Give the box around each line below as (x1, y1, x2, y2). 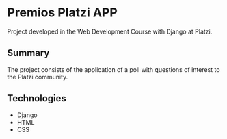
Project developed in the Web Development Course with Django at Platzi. (7, 27, 213, 36)
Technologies (7, 92, 67, 104)
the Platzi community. (7, 73, 68, 81)
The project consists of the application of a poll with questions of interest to (7, 65, 220, 73)
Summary (7, 47, 50, 59)
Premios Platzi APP (7, 5, 118, 21)
